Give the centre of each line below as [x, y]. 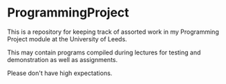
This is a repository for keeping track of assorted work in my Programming [113, 32]
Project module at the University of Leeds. [67, 39]
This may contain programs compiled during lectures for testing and [104, 52]
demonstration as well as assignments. [63, 59]
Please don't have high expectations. [60, 73]
